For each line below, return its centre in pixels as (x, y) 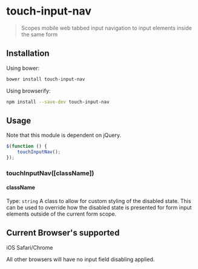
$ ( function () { (27, 147)
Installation (28, 54)
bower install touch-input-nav (46, 79)
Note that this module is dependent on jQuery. (64, 135)
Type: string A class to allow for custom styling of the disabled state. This (99, 201)
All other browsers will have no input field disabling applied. (81, 259)
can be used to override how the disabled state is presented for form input (99, 208)
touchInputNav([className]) (50, 173)
